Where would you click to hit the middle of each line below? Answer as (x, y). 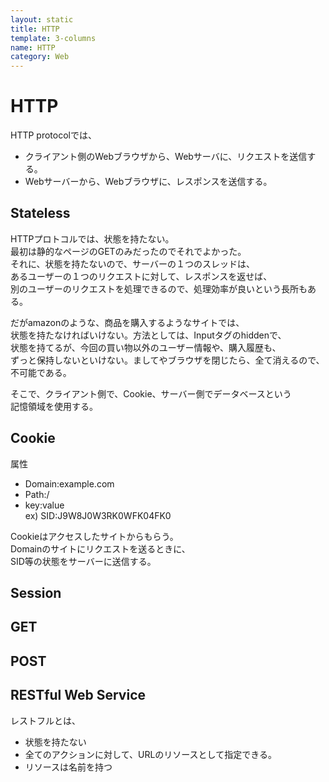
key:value (44, 505)
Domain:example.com (69, 483)
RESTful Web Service (78, 695)
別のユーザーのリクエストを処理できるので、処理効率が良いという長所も (159, 288)
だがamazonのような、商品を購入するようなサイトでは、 (127, 322)
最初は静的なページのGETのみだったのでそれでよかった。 (128, 251)
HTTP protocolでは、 (53, 135)
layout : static (42, 19)
